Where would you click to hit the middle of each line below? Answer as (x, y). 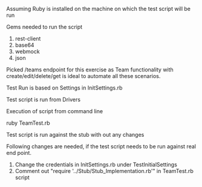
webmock (28, 51)
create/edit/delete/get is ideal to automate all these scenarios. (83, 76)
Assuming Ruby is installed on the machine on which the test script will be (99, 9)
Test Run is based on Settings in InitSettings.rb (64, 88)
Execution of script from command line (55, 111)
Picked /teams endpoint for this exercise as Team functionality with (90, 70)
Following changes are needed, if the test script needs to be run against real (101, 146)
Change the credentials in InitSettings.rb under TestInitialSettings (96, 165)
